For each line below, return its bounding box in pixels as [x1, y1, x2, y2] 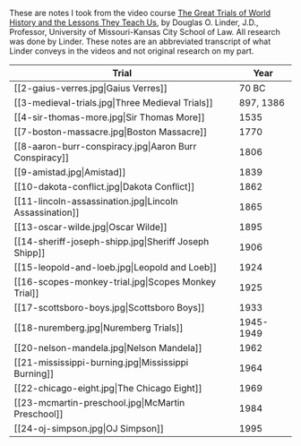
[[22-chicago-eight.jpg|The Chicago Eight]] [13, 382, 202, 394]
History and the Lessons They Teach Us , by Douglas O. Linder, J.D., [9, 17, 259, 28]
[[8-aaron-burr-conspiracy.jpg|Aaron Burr [13, 141, 197, 152]
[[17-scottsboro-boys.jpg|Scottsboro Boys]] [13, 302, 205, 313]
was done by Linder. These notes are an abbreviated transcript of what [9, 36, 271, 47]
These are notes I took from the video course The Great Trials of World [9, 8, 271, 18]
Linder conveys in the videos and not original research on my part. [9, 46, 254, 56]
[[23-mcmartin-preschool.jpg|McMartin [13, 397, 185, 408]
